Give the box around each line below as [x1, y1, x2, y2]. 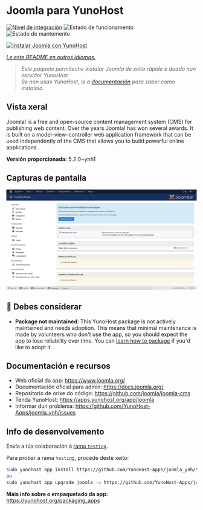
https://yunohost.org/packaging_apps [6, 497, 100, 504]
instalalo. [21, 84, 44, 91]
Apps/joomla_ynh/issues [14, 409, 76, 416]
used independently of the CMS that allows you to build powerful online [6, 137, 185, 144]
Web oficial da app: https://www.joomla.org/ [14, 377, 126, 384]
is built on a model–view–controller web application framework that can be [6, 131, 192, 138]
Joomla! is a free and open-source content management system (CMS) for [6, 118, 192, 125]
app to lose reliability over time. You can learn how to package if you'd [14, 337, 190, 344]
